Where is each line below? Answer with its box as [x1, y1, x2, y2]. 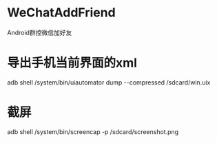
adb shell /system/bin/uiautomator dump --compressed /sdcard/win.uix [7, 78, 211, 87]
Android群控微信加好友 [7, 28, 72, 36]
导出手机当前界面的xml [7, 55, 138, 71]
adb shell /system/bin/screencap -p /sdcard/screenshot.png [7, 127, 179, 135]
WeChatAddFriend [7, 5, 116, 21]
